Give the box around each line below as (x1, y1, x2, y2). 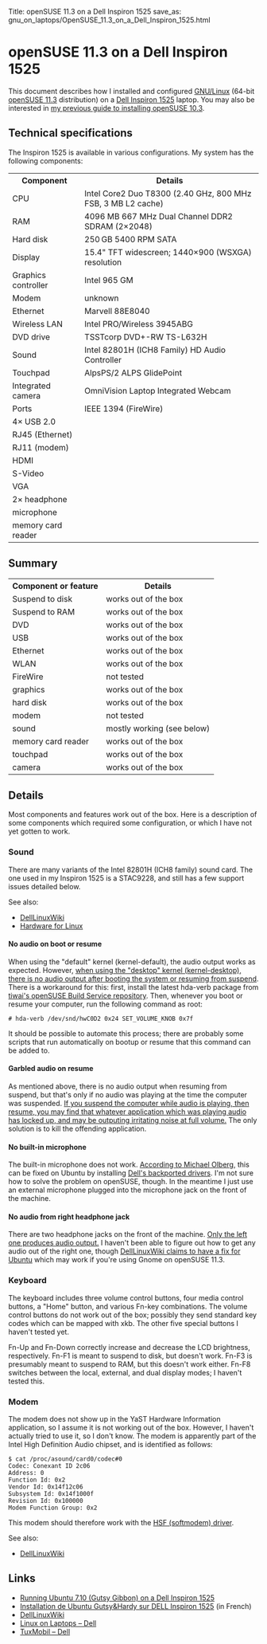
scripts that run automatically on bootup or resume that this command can (8, 1037, 252, 1046)
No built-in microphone (8, 1142, 87, 1152)
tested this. (8, 1376, 45, 1386)
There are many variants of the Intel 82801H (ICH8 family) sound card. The (8, 865, 253, 874)
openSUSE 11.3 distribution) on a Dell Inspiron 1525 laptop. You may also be (8, 95, 255, 104)
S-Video (12, 468, 44, 479)
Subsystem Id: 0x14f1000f (8, 1490, 94, 1498)
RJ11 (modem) (12, 441, 69, 453)
